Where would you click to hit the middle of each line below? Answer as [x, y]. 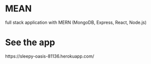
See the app [30, 42]
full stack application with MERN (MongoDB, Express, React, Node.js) [76, 22]
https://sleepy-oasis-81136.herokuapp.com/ [50, 56]
